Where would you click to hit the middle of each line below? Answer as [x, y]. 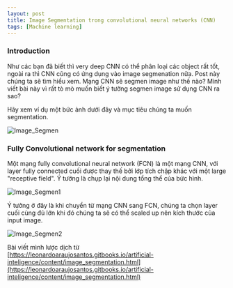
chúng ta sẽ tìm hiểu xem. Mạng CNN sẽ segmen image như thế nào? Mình [114, 81]
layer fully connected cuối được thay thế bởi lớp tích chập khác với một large [117, 171]
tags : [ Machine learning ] [45, 26]
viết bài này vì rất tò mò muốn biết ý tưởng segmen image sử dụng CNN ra [114, 89]
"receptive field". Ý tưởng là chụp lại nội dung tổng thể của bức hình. [105, 178]
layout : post [26, 14]
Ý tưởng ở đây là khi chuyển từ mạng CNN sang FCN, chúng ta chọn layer [112, 205]
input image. [25, 220]
